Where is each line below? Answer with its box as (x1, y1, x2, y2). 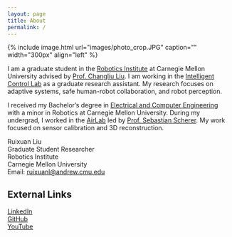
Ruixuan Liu (7, 137, 42, 146)
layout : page (7, 10, 46, 18)
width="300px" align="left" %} (7, 51, 98, 59)
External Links (7, 188, 73, 200)
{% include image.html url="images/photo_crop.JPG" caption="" (7, 43, 197, 52)
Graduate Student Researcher (7, 145, 95, 154)
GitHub (7, 215, 28, 223)
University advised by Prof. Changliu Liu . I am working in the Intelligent (7, 72, 215, 80)
